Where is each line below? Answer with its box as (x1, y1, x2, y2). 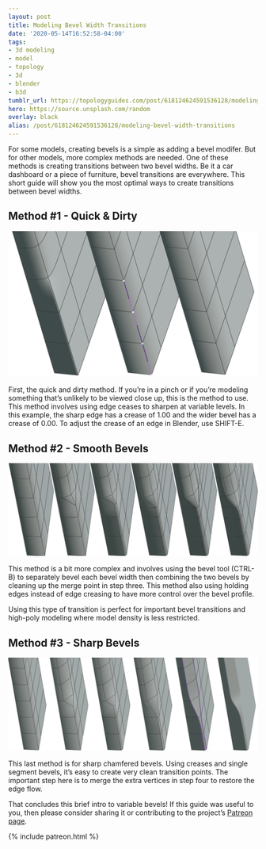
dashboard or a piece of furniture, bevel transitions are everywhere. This (8, 170, 245, 179)
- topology (8, 63, 44, 71)
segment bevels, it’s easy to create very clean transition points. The (8, 767, 229, 777)
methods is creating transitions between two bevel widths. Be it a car (8, 161, 234, 171)
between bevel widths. (8, 186, 82, 196)
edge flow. (8, 784, 43, 793)
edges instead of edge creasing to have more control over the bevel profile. (8, 590, 255, 599)
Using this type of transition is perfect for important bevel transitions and (8, 605, 245, 614)
